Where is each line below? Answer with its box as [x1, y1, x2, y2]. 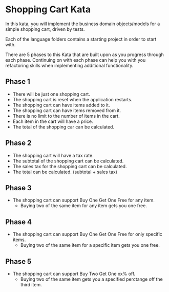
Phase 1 [5, 77, 31, 86]
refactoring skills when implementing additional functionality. [5, 62, 134, 68]
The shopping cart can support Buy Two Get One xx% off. [12, 271, 136, 277]
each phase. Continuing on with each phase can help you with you [5, 57, 146, 63]
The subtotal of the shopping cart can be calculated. [12, 158, 124, 164]
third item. [20, 282, 42, 287]
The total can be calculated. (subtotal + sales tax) [12, 169, 118, 175]
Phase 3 [5, 184, 32, 192]
